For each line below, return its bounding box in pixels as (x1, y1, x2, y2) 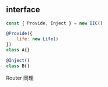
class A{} (6, 47, 30, 53)
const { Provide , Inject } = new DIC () (6, 20, 103, 26)
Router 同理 (6, 74, 34, 81)
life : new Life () (16, 36, 59, 42)
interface (6, 5, 40, 15)
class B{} (6, 63, 30, 69)
